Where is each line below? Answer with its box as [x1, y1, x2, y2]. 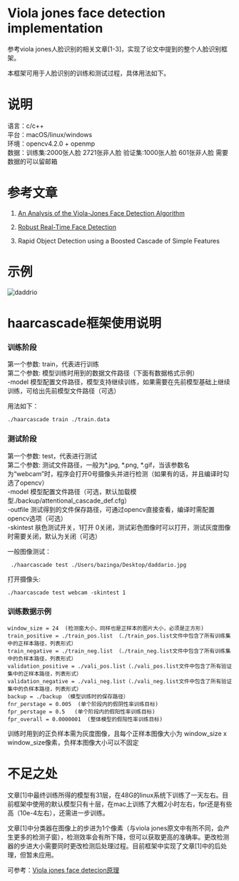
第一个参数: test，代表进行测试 [7, 451, 98, 460]
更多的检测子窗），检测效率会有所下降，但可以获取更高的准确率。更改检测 [13, 832, 230, 841]
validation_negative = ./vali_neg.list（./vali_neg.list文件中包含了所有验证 [7, 678, 233, 685]
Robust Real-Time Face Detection [17, 223, 116, 231]
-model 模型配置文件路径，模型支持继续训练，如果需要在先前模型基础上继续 [7, 378, 230, 386]
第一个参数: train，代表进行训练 [7, 360, 100, 368]
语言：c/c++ [7, 121, 44, 130]
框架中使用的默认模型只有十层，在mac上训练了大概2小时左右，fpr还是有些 [13, 800, 233, 808]
